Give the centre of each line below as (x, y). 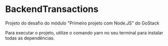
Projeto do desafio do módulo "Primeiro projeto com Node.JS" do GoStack (82, 23)
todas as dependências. (30, 38)
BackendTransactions (52, 9)
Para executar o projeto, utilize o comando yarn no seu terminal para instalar (84, 32)
